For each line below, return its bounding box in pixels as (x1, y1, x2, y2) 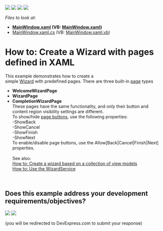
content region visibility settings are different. (12, 108, 104, 115)
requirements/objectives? (5, 197, 86, 206)
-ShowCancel (12, 124, 40, 130)
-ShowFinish (12, 129, 38, 135)
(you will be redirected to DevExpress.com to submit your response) (5, 220, 142, 226)
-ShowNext (12, 135, 35, 140)
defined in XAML (5, 57, 75, 68)
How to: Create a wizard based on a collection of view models (12, 161, 138, 166)
